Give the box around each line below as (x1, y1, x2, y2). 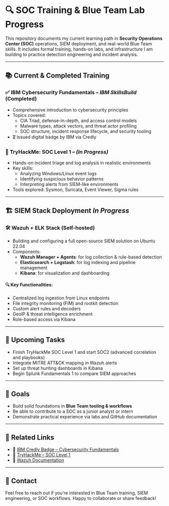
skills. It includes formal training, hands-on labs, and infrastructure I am (5, 46, 153, 52)
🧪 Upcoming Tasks (5, 336, 65, 344)
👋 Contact (5, 476, 37, 485)
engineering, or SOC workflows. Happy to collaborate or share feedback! (5, 495, 156, 501)
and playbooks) (12, 354, 45, 360)
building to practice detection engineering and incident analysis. (5, 51, 138, 57)
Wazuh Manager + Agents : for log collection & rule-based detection (20, 254, 162, 260)
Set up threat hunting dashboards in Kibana (12, 365, 103, 371)
